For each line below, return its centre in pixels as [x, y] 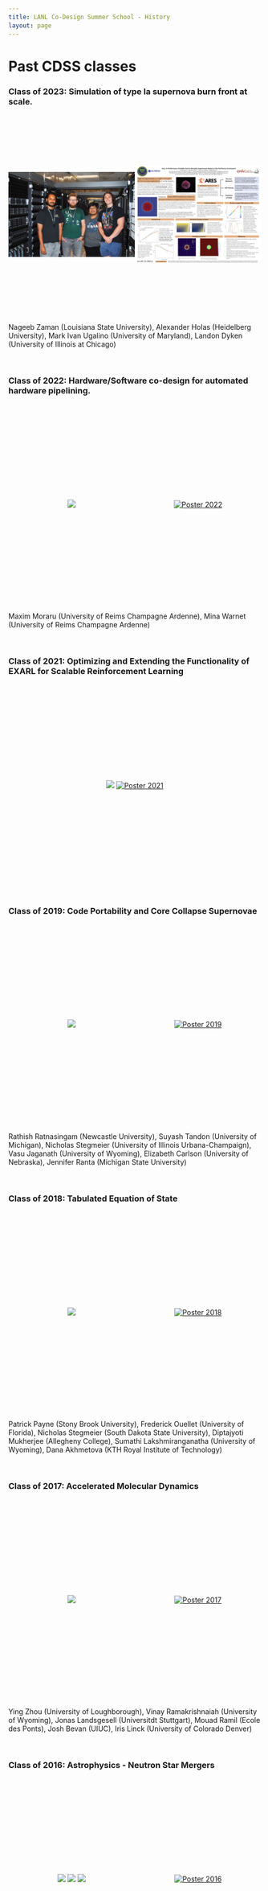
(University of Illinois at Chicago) [62, 344]
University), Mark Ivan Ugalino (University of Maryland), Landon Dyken [126, 335]
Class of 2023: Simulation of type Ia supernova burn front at [128, 91]
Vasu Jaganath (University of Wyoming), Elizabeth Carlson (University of [128, 1153]
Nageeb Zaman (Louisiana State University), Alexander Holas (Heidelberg [130, 327]
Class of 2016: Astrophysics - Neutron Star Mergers [112, 1766]
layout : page [30, 25]
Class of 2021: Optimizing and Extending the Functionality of [129, 661]
